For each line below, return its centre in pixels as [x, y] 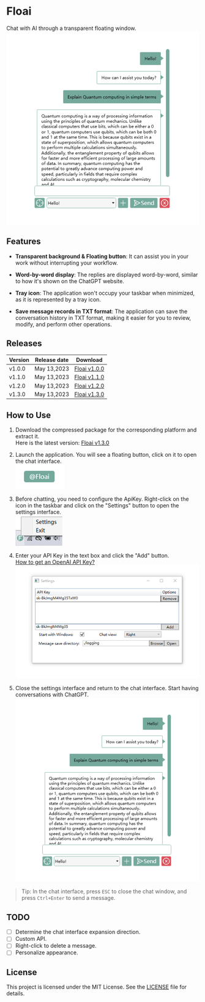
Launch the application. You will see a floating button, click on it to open [106, 455]
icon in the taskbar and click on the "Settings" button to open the [97, 506]
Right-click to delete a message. [56, 946]
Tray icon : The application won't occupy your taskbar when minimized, [105, 293]
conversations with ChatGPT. [52, 694]
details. [16, 993]
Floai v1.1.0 [89, 377]
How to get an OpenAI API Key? [55, 562]
